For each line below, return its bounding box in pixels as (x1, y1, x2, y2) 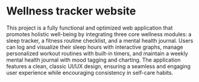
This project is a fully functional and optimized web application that (6, 24, 173, 31)
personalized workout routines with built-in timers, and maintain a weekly (6, 49, 188, 57)
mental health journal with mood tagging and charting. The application (6, 56, 181, 63)
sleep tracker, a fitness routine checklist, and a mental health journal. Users (6, 37, 194, 44)
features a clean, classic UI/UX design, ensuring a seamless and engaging (6, 62, 191, 70)
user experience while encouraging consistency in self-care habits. (6, 69, 174, 76)
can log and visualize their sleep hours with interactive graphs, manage (6, 43, 183, 51)
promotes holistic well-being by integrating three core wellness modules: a (6, 30, 192, 37)
